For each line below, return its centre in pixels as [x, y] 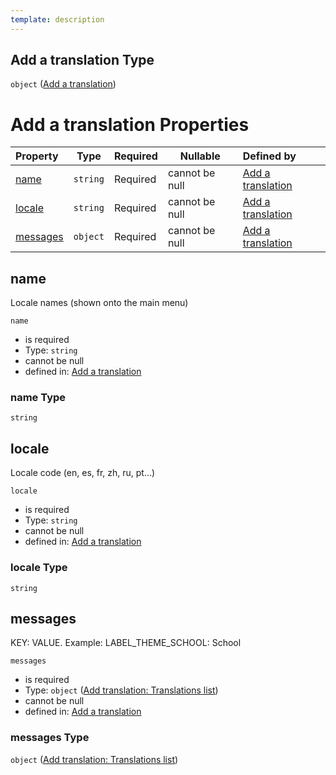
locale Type [39, 568]
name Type [38, 398]
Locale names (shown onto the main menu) [99, 303]
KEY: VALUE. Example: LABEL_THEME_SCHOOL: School [126, 643]
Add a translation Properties [130, 124]
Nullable [200, 156]
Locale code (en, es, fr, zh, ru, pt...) [83, 473]
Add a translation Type [82, 60]
